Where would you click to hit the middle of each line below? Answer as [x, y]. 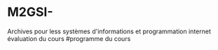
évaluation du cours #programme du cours [69, 38]
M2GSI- [30, 12]
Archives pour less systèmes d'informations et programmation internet [109, 31]
